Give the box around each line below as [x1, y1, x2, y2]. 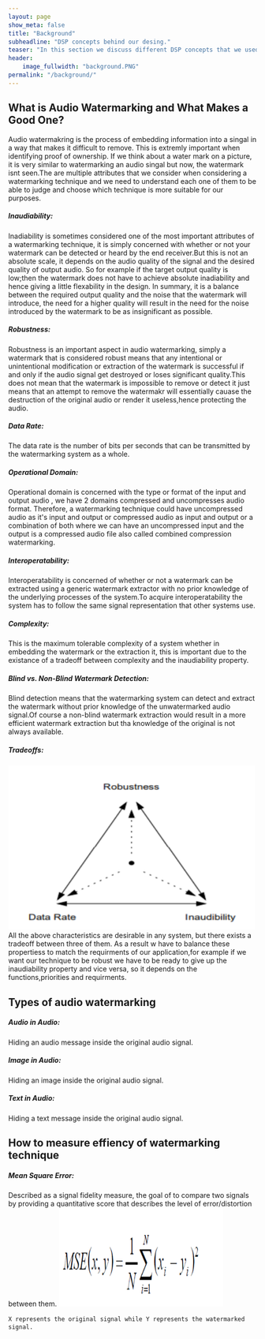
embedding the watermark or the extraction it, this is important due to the [8, 647, 247, 656]
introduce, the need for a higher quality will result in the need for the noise [8, 298, 250, 308]
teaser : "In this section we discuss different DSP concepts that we [8, 46, 242, 54]
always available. [8, 727, 64, 737]
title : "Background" [8, 29, 77, 37]
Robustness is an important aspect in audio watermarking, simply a [8, 344, 226, 354]
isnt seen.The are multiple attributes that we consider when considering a [8, 168, 247, 178]
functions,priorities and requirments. [8, 973, 127, 982]
